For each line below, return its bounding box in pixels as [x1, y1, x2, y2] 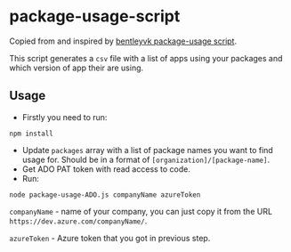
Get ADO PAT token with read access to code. [21, 163, 191, 175]
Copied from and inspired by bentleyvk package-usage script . [9, 36, 238, 46]
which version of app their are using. [9, 62, 144, 73]
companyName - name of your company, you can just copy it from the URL [9, 206, 273, 216]
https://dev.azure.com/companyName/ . [9, 215, 148, 226]
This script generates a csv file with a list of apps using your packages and [9, 53, 283, 63]
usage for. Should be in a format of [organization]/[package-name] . [21, 154, 270, 165]
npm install [9, 129, 53, 138]
